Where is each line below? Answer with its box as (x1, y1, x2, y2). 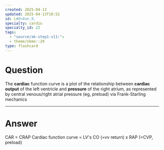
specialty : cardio (5, 21, 42, 26)
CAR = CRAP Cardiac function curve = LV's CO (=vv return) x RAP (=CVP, (5, 134, 153, 140)
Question (5, 64, 43, 76)
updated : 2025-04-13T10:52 (5, 12, 60, 17)
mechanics (5, 96, 27, 102)
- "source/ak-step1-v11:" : (9, 35, 64, 40)
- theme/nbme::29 (9, 39, 45, 44)
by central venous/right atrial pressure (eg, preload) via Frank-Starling (5, 91, 146, 97)
